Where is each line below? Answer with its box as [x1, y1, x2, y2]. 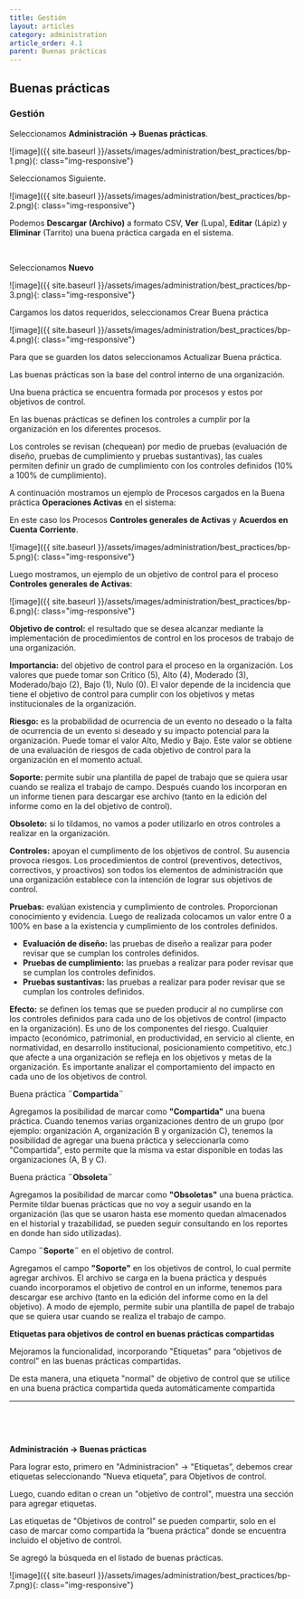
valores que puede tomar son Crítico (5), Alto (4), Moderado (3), [9, 669, 249, 680]
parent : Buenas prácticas [9, 47, 107, 56]
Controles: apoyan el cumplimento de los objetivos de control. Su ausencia [9, 845, 290, 856]
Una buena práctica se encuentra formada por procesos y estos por [9, 386, 263, 397]
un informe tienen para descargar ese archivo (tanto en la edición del [9, 791, 268, 802]
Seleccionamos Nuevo [9, 262, 94, 272]
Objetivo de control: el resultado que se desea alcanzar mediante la [9, 623, 264, 633]
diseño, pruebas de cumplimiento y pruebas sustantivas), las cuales [9, 450, 263, 462]
